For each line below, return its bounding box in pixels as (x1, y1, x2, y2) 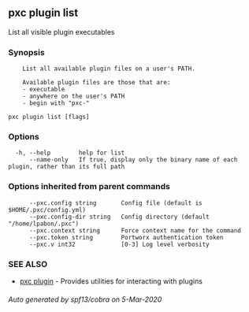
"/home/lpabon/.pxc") (8, 220, 80, 228)
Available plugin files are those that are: (22, 79, 171, 87)
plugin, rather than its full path (8, 163, 125, 171)
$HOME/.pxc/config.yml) (8, 206, 87, 214)
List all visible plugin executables (8, 27, 115, 36)
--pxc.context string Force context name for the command (28, 226, 242, 235)
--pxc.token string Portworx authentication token (28, 233, 224, 241)
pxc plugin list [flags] (8, 113, 90, 121)
